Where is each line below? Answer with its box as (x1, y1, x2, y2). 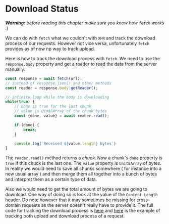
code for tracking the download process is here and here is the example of (5, 208, 160, 214)
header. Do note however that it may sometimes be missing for (5, 197, 136, 203)
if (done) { (14, 122, 39, 127)
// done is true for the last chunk (14, 104, 92, 109)
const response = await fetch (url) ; (5, 76, 82, 81)
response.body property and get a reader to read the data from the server (5, 61, 157, 67)
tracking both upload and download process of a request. (5, 213, 125, 219)
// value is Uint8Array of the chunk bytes (14, 109, 107, 114)
